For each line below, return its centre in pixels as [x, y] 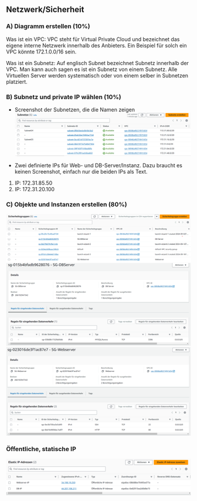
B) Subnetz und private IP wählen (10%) [64, 97]
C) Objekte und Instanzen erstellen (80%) [67, 204]
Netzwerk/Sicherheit [45, 10]
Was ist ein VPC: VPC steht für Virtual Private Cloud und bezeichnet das [93, 39]
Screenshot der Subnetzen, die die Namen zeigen [74, 109]
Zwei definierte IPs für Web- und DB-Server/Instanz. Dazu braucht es [98, 165]
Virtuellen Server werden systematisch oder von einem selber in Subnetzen [97, 75]
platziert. [17, 82]
